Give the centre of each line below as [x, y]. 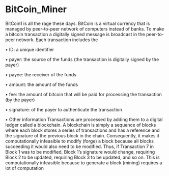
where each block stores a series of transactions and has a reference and [82, 130]
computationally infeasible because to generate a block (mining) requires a [84, 163]
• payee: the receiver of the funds [41, 74]
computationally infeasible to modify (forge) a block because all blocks [80, 141]
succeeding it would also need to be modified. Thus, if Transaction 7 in [80, 146]
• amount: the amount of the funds [42, 84]
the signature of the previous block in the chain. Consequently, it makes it [82, 135]
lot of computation [25, 168]
